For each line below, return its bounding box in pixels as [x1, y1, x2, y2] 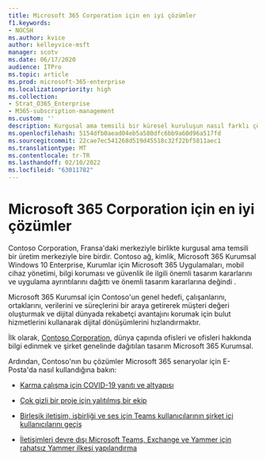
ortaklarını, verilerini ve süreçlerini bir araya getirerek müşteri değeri [8, 300, 230, 310]
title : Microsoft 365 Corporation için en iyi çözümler [8, 11, 196, 20]
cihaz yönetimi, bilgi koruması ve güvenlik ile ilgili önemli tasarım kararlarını [8, 268, 253, 278]
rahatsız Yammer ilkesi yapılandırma [19, 443, 137, 452]
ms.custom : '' [8, 115, 55, 123]
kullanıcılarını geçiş [19, 419, 82, 428]
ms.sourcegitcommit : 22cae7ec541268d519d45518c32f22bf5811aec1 [8, 136, 222, 145]
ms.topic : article [8, 70, 69, 78]
